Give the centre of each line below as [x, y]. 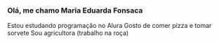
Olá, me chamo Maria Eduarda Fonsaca [75, 10]
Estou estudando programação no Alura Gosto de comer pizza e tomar [109, 26]
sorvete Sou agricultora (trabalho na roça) [68, 33]
